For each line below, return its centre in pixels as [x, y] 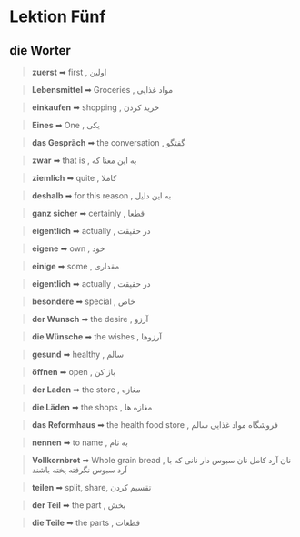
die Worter [40, 51]
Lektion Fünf [58, 17]
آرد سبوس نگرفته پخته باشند [79, 470]
